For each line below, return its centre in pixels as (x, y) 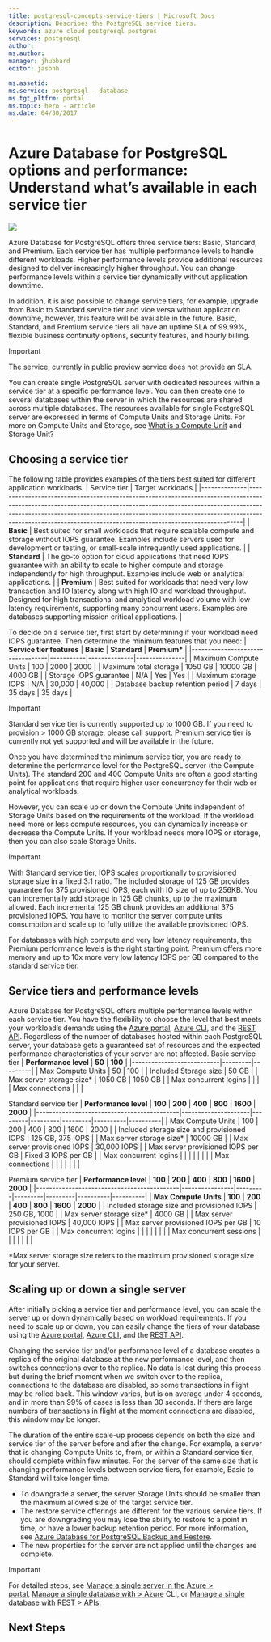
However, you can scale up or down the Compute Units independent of (127, 807)
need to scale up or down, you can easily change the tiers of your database (134, 1326)
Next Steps (37, 1627)
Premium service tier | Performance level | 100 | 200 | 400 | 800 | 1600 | (132, 1179)
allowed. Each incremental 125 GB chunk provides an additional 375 (121, 906)
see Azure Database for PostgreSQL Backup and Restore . (116, 1536)
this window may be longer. (54, 1419)
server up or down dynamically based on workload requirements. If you (127, 1317)
